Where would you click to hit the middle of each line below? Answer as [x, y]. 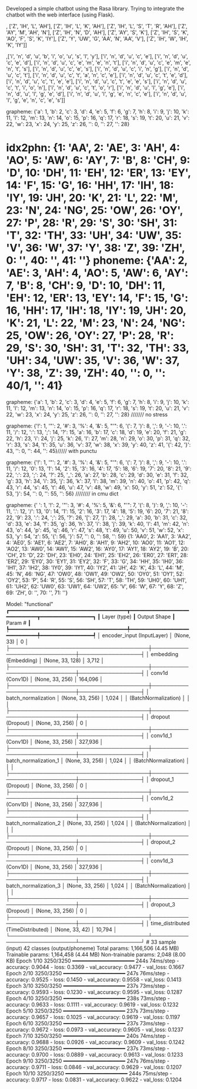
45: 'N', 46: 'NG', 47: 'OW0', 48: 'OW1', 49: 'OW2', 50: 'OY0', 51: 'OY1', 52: [95, 574]
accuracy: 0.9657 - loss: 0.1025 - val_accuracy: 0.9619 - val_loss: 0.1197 [93, 1017]
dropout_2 [163, 842]
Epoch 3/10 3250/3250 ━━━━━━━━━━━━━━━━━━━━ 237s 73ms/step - [88, 985]
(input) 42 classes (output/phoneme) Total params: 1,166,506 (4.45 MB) [93, 948]
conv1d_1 [161, 735]
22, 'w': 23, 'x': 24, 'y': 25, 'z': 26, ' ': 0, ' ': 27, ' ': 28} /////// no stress [87, 414]
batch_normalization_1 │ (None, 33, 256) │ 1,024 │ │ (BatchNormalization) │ [98, 760]
